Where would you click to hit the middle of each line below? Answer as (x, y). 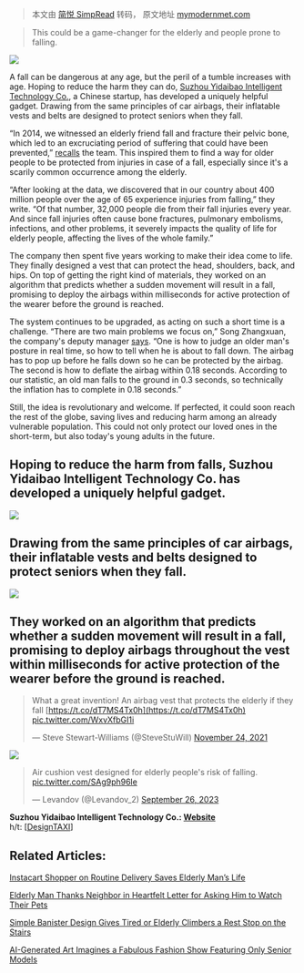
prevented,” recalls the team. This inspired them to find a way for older (142, 153)
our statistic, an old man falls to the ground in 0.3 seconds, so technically (147, 380)
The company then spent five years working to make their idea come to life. (151, 256)
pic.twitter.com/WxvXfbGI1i (83, 720)
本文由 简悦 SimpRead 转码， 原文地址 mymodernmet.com (141, 14)
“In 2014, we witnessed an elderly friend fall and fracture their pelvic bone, (149, 133)
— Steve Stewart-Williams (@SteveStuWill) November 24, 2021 (150, 738)
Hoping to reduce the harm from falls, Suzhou (142, 465)
